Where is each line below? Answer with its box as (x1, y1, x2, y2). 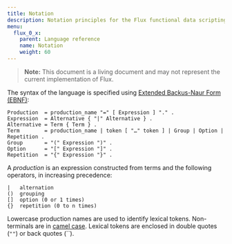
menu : (7, 23, 23, 30)
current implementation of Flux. (23, 75, 114, 83)
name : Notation (19, 42, 64, 49)
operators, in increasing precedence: (7, 171, 113, 179)
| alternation (7, 184, 54, 191)
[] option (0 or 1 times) (7, 196, 85, 203)
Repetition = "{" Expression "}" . (7, 151, 113, 158)
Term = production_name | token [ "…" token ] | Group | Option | (7, 127, 224, 134)
